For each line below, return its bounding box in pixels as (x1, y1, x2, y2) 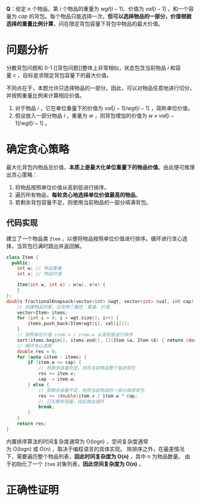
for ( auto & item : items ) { (17, 354, 87, 360)
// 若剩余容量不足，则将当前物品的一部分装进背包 (38, 387, 145, 393)
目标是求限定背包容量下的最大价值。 (22, 71, 112, 79)
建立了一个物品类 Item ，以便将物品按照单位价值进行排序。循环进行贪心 (6, 235, 182, 242)
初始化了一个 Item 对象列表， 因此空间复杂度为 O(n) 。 (11, 460, 145, 468)
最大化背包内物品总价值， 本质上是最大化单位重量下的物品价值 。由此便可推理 (6, 163, 195, 170)
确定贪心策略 (6, 143, 70, 157)
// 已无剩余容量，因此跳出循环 (38, 398, 105, 405)
